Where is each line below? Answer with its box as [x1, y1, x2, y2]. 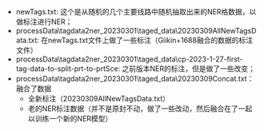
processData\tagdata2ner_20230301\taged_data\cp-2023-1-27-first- [15, 54, 243, 64]
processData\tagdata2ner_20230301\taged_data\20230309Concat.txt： [15, 74, 254, 83]
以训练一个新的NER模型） [27, 114, 113, 123]
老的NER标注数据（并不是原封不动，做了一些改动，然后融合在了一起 [27, 104, 253, 113]
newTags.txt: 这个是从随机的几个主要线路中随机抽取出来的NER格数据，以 [15, 7, 257, 16]
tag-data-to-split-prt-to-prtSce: [15, 64, 121, 73]
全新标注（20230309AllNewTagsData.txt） [27, 94, 170, 103]
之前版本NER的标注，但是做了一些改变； [122, 64, 256, 73]
